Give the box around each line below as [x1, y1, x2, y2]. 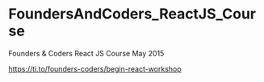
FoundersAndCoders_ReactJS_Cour [8, 5, 257, 23]
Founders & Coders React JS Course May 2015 [8, 48, 165, 58]
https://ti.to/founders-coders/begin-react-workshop [8, 64, 182, 73]
